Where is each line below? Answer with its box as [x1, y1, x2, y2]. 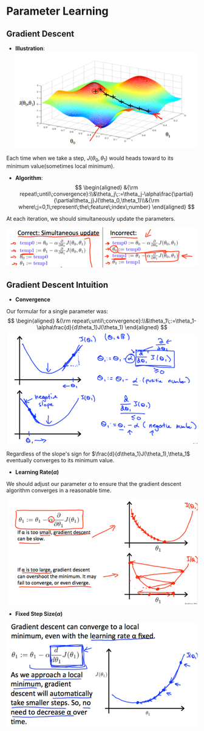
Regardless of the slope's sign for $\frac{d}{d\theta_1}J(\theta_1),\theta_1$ [6, 450, 190, 458]
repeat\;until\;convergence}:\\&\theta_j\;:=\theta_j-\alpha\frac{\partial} [19, 190, 194, 198]
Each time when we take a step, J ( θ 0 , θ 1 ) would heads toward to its [6, 154, 174, 163]
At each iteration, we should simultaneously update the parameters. [6, 215, 175, 222]
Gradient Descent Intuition [6, 279, 109, 290]
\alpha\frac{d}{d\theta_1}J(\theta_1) [36, 324, 124, 331]
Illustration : [15, 45, 45, 52]
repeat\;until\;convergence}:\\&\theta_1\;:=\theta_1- [72, 317, 197, 324]
